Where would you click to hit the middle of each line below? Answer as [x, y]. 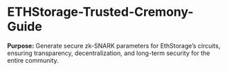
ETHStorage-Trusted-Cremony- [100, 12]
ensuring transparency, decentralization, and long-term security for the [109, 53]
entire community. [33, 60]
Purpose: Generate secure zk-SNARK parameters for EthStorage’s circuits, [114, 45]
